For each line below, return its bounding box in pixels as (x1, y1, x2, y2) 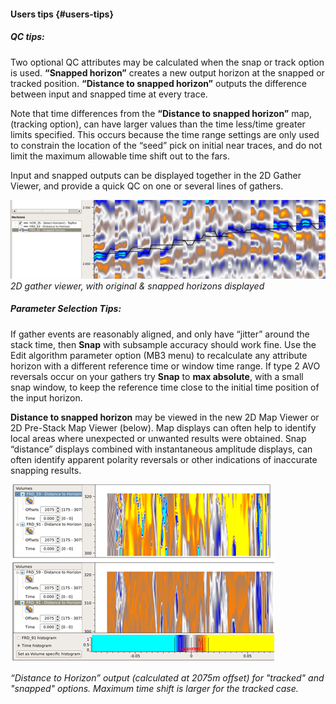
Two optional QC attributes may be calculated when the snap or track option (10, 56, 325, 68)
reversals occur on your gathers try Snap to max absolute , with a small (10, 370, 304, 382)
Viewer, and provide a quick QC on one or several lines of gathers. (10, 180, 284, 192)
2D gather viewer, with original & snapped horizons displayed (10, 280, 265, 292)
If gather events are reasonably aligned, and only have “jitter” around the (10, 328, 310, 340)
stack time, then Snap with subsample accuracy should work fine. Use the (10, 338, 317, 350)
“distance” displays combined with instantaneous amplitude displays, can (10, 443, 313, 455)
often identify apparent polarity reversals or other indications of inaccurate (10, 453, 318, 465)
